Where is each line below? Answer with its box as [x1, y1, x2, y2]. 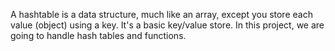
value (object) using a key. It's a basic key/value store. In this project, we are [10, 19, 325, 31]
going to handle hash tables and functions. [10, 30, 187, 41]
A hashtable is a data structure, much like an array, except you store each [10, 9, 313, 20]
